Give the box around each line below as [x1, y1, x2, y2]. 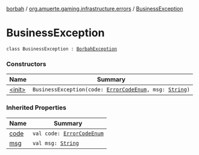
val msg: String [32, 139, 80, 147]
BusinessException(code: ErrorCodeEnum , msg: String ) [32, 87, 191, 93]
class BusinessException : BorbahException [6, 46, 118, 52]
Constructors [6, 59, 46, 68]
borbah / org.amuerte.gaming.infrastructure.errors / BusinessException [6, 5, 183, 12]
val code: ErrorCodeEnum [32, 130, 104, 137]
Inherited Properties [6, 103, 66, 112]
